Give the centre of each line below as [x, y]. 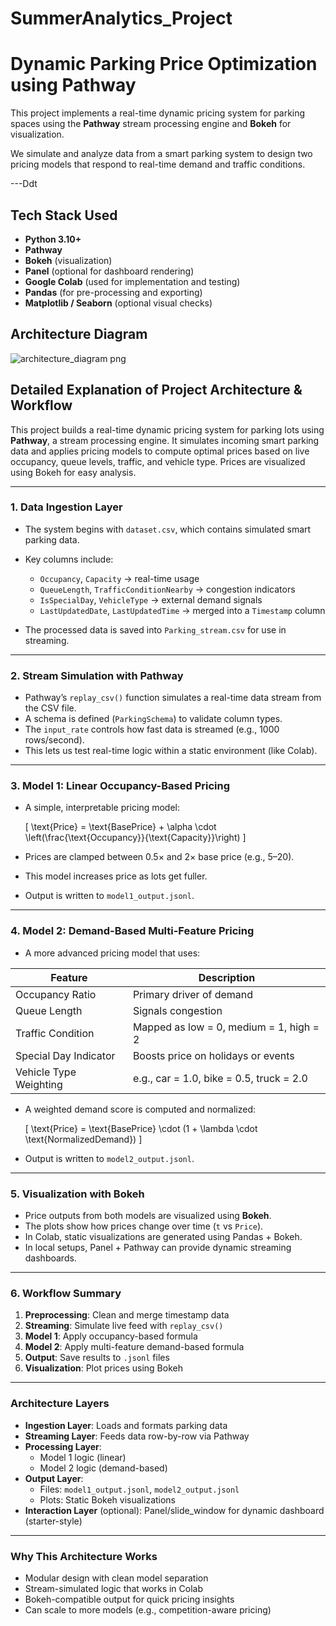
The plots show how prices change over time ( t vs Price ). [144, 1226]
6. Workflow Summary [66, 1293]
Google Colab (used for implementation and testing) [132, 281]
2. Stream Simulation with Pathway [97, 675]
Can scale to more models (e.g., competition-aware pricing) [148, 1609]
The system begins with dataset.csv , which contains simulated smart [168, 529]
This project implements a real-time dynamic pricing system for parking [158, 113]
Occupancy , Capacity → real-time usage [119, 578]
